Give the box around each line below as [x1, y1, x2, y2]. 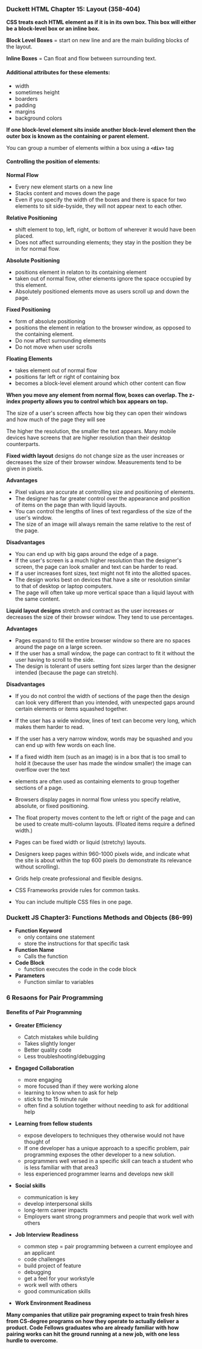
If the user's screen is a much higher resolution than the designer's [14, 557, 182, 564]
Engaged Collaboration [14, 1064, 74, 1072]
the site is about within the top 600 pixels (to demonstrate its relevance [14, 856, 192, 864]
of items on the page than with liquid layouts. [14, 501, 127, 508]
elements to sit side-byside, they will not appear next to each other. [14, 202, 183, 210]
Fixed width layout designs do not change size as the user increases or [6, 452, 185, 459]
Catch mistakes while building [24, 1034, 98, 1041]
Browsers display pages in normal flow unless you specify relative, [14, 795, 181, 803]
